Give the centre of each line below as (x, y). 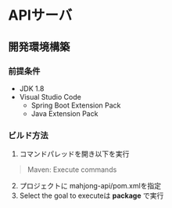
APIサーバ (40, 15)
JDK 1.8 (32, 88)
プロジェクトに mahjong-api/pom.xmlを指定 (90, 186)
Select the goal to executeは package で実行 (91, 195)
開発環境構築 (39, 47)
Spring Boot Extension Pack (76, 105)
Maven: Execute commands (72, 170)
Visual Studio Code (50, 97)
